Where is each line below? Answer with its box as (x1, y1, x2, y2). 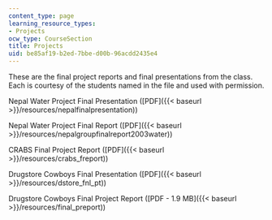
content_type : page (8, 11, 75, 20)
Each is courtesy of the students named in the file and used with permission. (8, 80, 265, 90)
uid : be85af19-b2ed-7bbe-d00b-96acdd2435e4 (8, 50, 158, 58)
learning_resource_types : (8, 19, 96, 28)
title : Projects (8, 42, 63, 50)
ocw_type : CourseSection (8, 34, 93, 43)
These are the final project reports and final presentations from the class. (8, 72, 253, 81)
